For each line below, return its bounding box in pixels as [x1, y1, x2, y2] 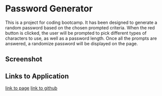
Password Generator [5, 3, 93, 14]
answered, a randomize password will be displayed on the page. [5, 40, 138, 46]
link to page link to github [5, 85, 58, 91]
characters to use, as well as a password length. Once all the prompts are [5, 35, 157, 41]
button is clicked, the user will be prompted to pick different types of [5, 30, 147, 36]
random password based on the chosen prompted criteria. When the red [5, 24, 155, 30]
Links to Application [5, 72, 69, 80]
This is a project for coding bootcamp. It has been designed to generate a [5, 19, 157, 25]
